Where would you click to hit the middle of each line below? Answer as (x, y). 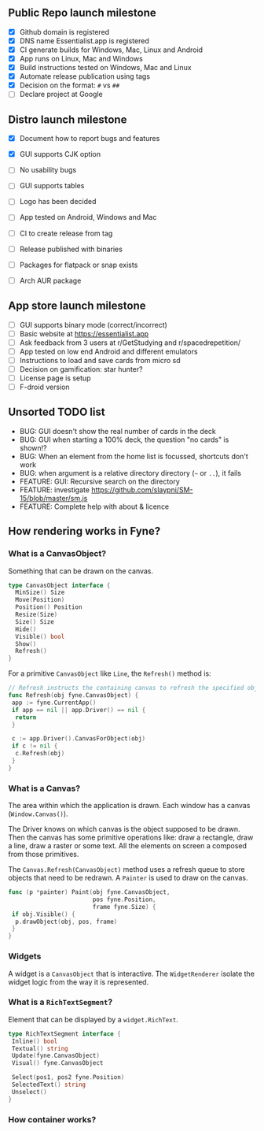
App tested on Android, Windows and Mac (88, 217)
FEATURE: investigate (55, 489)
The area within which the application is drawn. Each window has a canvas (129, 806)
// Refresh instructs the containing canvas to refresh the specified (126, 688)
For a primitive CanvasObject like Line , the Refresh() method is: (110, 673)
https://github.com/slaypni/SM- (142, 489)
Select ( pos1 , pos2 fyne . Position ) (68, 1077)
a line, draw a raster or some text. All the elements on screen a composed (128, 846)
